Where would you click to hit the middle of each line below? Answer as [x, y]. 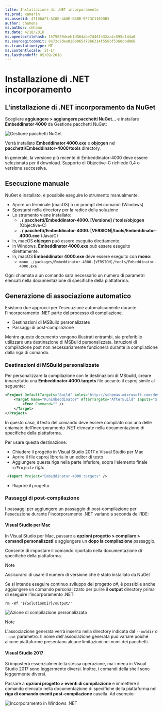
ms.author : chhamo [24, 28]
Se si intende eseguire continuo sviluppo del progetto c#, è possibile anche [80, 584]
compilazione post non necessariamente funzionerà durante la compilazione [81, 347]
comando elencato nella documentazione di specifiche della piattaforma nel [81, 689]
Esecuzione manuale [37, 183]
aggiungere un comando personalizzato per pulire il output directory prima [80, 589]
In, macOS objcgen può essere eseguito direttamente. [66, 241]
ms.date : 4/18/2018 [25, 32]
